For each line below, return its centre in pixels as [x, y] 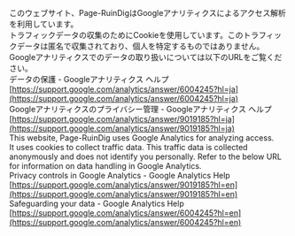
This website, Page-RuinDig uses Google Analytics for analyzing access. [142, 138]
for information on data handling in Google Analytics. [105, 166]
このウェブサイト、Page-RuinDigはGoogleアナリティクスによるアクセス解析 [147, 13]
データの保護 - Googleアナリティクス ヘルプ [89, 79]
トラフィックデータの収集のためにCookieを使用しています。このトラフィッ [145, 35]
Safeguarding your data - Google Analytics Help [97, 203]
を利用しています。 [44, 24]
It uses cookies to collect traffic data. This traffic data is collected [128, 147]
